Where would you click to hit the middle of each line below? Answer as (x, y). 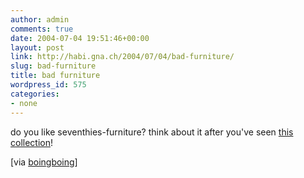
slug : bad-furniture (53, 66)
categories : (35, 94)
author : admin (40, 19)
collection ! (32, 142)
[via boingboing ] (44, 162)
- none (24, 103)
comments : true (42, 29)
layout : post (37, 47)
